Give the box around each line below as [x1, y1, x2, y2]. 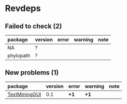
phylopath [7, 52, 30, 59]
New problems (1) [5, 68, 59, 77]
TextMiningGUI [7, 91, 42, 98]
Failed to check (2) [5, 22, 62, 30]
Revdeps [5, 3, 41, 14]
